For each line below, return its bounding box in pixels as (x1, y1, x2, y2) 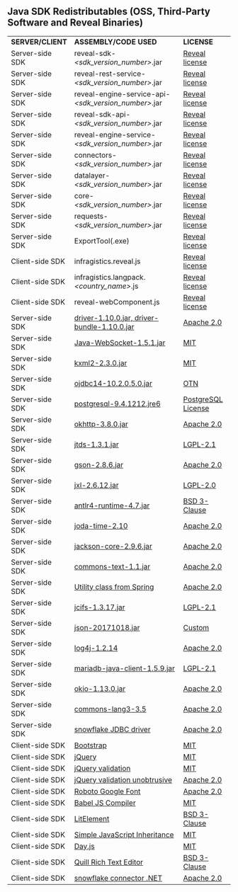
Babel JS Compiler (74, 798, 136, 808)
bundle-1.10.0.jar (74, 321, 135, 331)
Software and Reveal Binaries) (7, 17, 144, 29)
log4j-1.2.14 (74, 643, 118, 653)
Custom (183, 622, 210, 632)
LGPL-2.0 (183, 480, 216, 490)
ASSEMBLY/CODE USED (74, 37, 157, 47)
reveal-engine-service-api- (74, 88, 171, 98)
